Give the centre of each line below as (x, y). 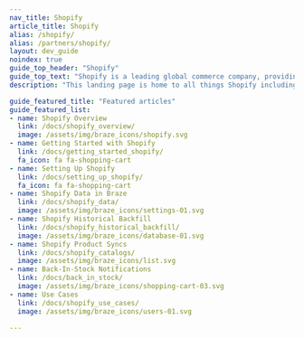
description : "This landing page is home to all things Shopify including (153, 85)
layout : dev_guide (44, 52)
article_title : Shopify (54, 26)
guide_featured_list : (50, 109)
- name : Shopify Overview (58, 118)
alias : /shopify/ (42, 34)
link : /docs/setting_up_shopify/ (81, 177)
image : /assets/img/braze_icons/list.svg (97, 261)
